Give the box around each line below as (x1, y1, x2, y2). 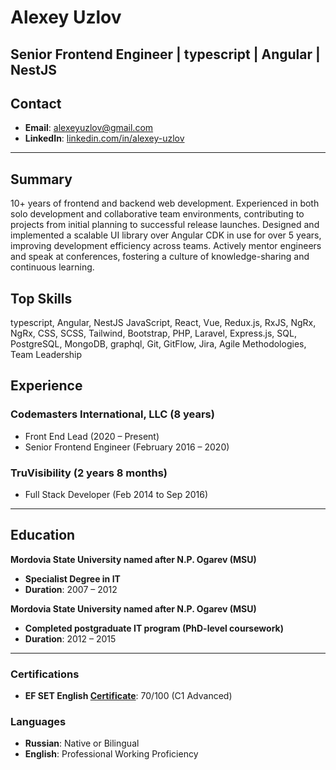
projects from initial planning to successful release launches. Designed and (10, 219, 320, 231)
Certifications (10, 667, 80, 681)
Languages (10, 715, 67, 729)
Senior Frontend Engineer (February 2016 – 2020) (24, 441, 230, 453)
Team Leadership (10, 349, 83, 361)
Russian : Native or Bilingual (24, 737, 140, 750)
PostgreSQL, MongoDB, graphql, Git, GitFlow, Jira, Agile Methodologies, (10, 338, 307, 350)
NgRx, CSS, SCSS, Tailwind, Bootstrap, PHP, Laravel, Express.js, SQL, (10, 327, 297, 340)
